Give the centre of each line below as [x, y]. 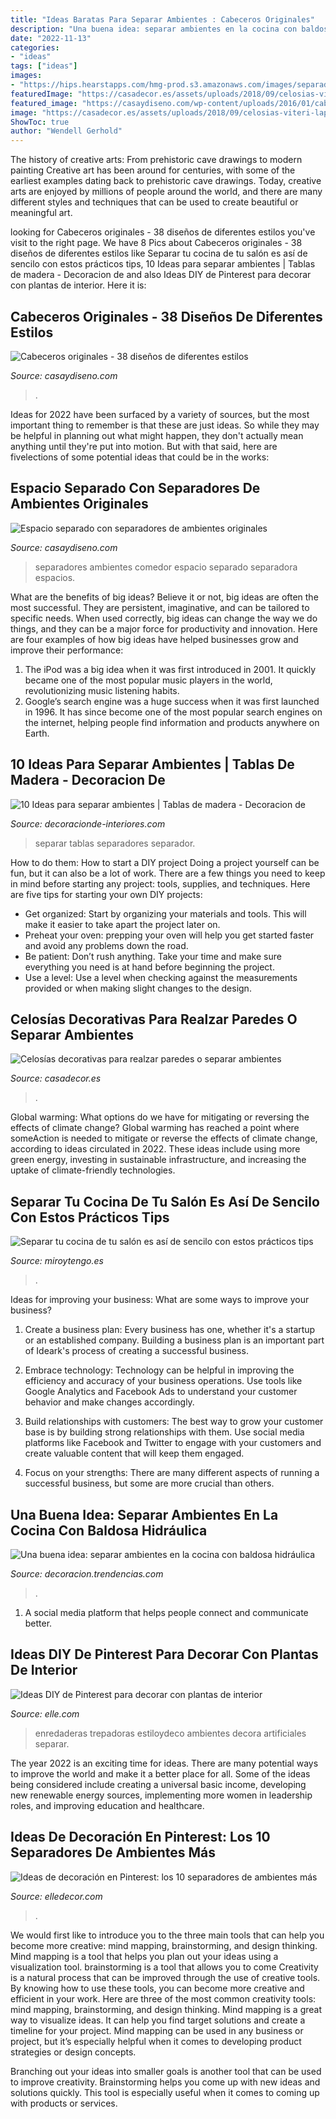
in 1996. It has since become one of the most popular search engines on [173, 712]
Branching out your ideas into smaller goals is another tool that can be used [166, 2071]
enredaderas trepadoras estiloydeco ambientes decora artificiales [170, 1733]
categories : [35, 47]
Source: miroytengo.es [57, 1261]
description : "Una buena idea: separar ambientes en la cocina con [154, 29]
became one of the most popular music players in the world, [148, 680]
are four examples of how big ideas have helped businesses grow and [154, 639]
